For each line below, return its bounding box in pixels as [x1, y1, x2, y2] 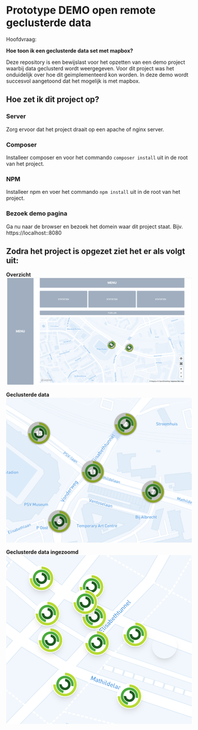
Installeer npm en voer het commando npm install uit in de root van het [6, 189, 181, 196]
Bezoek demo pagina [6, 209, 68, 218]
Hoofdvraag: [6, 35, 37, 43]
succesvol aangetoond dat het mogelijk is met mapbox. [6, 77, 140, 85]
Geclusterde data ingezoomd [6, 548, 79, 556]
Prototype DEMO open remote [6, 4, 156, 17]
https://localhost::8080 [6, 229, 62, 236]
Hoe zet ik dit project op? [6, 95, 100, 105]
